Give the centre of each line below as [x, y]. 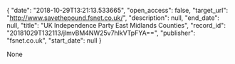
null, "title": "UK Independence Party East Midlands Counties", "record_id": [116, 25]
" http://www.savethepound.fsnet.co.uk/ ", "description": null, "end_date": [113, 18]
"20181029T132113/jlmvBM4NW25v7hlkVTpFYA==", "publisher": [101, 33]
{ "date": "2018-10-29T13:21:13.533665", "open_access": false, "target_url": [117, 10]
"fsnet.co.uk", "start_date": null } [54, 41]
